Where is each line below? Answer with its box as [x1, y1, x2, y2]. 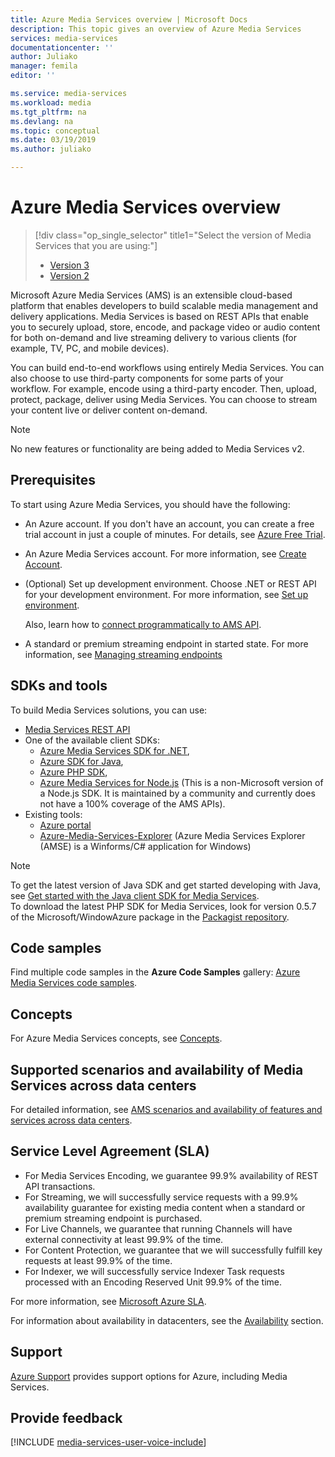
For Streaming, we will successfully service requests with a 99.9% [24, 1191, 299, 1203]
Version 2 [49, 269, 90, 281]
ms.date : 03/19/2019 [10, 135, 97, 145]
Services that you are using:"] [34, 239, 158, 251]
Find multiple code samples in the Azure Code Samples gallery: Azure [10, 966, 301, 978]
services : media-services [10, 33, 118, 43]
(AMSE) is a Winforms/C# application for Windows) [39, 840, 252, 852]
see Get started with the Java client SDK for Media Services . [10, 889, 260, 901]
